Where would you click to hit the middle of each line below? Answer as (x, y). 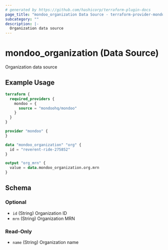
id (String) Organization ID (40, 213)
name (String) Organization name (45, 242)
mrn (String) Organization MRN (43, 218)
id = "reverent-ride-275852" (40, 149)
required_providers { (32, 99)
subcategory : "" (22, 19)
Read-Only (19, 231)
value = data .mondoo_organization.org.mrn (54, 168)
